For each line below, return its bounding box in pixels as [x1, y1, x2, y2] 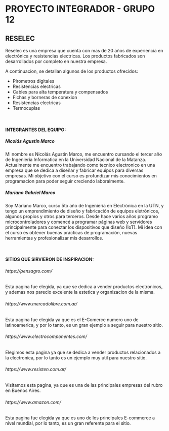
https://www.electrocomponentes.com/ [5, 333, 88, 340]
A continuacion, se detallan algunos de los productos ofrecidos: [5, 68, 138, 74]
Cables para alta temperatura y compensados [12, 89, 108, 95]
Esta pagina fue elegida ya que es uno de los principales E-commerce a [5, 415, 155, 421]
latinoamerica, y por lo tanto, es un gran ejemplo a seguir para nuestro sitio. [5, 322, 163, 328]
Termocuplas [12, 105, 40, 111]
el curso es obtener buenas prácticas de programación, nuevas [5, 229, 138, 235]
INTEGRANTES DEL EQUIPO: [5, 127, 66, 133]
